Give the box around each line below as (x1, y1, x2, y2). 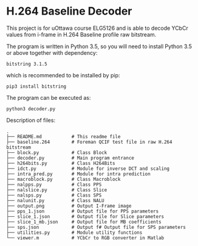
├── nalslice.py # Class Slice (6, 187, 108, 193)
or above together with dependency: (6, 49, 98, 56)
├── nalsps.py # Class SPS (6, 192, 102, 199)
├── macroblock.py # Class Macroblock (6, 176, 121, 182)
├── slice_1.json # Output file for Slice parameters (6, 213, 165, 220)
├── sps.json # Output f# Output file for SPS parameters (6, 224, 186, 230)
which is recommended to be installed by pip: (6, 71, 120, 79)
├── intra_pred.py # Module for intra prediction (6, 170, 151, 177)
